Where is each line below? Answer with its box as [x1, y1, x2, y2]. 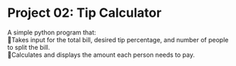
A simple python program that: [7, 28, 96, 37]
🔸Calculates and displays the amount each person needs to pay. [7, 51, 195, 59]
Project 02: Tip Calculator [7, 5, 162, 21]
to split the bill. [7, 43, 50, 51]
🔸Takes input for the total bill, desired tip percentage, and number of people [7, 35, 229, 44]
